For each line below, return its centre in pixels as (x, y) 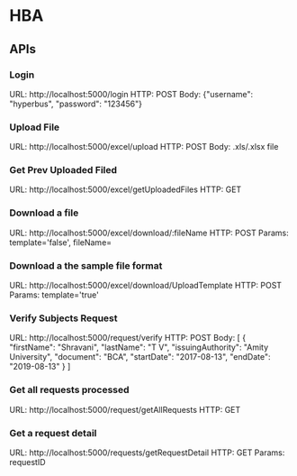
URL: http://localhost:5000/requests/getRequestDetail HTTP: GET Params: (147, 453)
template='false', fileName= (61, 242)
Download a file (44, 213)
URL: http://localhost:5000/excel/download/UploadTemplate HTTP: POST (145, 286)
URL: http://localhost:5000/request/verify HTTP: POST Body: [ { (127, 338)
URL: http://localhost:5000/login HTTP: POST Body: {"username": (131, 94)
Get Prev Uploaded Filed (63, 170)
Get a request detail (53, 433)
